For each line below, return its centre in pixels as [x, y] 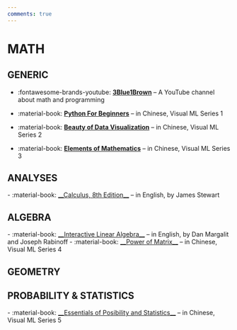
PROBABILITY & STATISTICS [71, 296]
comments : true [30, 14]
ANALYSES [33, 178]
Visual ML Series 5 [35, 320]
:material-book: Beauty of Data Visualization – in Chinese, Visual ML [118, 127]
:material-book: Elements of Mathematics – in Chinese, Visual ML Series [124, 148]
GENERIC [28, 75]
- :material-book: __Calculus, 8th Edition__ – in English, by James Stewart [114, 195]
